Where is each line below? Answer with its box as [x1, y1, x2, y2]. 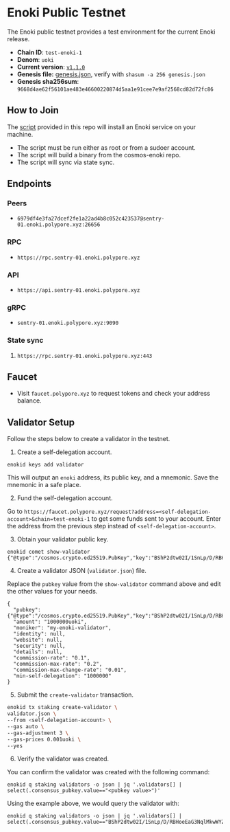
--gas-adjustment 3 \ [7, 730, 69, 737]
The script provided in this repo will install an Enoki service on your [7, 122, 196, 131]
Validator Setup [7, 416, 75, 428]
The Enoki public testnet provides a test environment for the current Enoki [7, 27, 216, 36]
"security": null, [13, 642, 66, 650]
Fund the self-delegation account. [16, 494, 113, 502]
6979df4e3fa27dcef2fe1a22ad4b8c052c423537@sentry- [16, 215, 165, 223]
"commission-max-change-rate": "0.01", [13, 666, 127, 674]
